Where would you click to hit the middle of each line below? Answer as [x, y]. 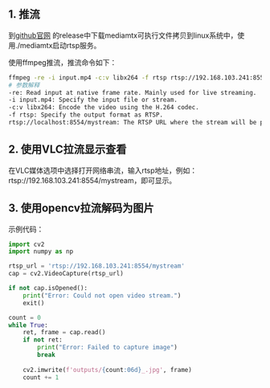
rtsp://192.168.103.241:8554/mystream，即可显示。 [92, 180]
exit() [34, 303]
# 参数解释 [24, 85]
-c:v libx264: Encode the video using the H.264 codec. [104, 108]
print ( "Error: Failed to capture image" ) [108, 348]
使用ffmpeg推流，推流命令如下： [63, 62]
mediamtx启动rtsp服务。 [60, 45]
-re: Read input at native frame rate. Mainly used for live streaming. [133, 92]
